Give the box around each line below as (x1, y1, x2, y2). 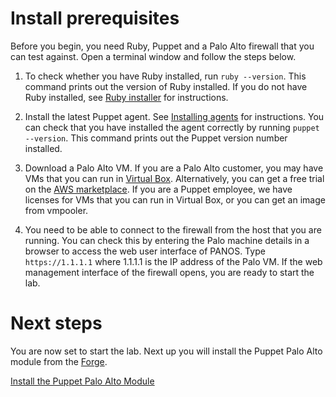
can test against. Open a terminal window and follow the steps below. (10, 50, 297, 62)
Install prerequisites (10, 7, 180, 30)
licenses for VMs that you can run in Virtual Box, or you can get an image (24, 193, 326, 206)
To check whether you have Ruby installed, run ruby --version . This (24, 70, 307, 82)
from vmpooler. (24, 204, 89, 216)
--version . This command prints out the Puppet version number (24, 132, 288, 144)
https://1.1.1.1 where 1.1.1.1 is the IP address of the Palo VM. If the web (24, 255, 323, 267)
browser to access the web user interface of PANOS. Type (24, 245, 266, 257)
